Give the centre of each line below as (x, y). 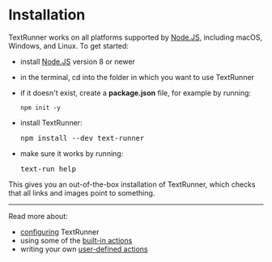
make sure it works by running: (72, 153)
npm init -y (40, 108)
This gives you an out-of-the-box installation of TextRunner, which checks (132, 184)
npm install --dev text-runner (82, 138)
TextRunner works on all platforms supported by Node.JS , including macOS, (136, 37)
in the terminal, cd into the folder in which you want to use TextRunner (137, 77)
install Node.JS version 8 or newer (78, 61)
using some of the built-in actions (76, 240)
